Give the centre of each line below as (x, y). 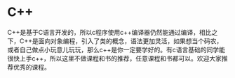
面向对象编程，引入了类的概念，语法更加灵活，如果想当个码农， (130, 41)
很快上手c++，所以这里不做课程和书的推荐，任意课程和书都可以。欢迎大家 (115, 58)
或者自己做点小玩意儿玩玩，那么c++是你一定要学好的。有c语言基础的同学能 (116, 49)
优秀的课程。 (32, 67)
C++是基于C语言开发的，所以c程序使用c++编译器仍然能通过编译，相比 (109, 32)
